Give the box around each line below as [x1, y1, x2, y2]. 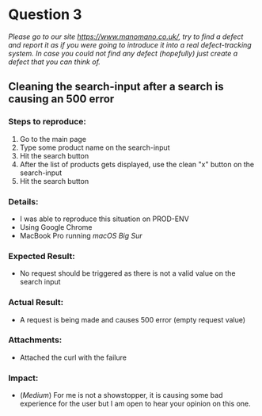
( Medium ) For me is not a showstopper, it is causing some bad [19, 391, 223, 400]
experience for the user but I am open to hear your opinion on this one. [19, 399, 251, 409]
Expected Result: [8, 250, 75, 261]
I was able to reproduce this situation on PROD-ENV [19, 214, 190, 223]
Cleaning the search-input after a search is [8, 80, 224, 94]
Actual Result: [8, 297, 64, 308]
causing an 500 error [8, 93, 115, 106]
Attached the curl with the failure [19, 353, 127, 362]
